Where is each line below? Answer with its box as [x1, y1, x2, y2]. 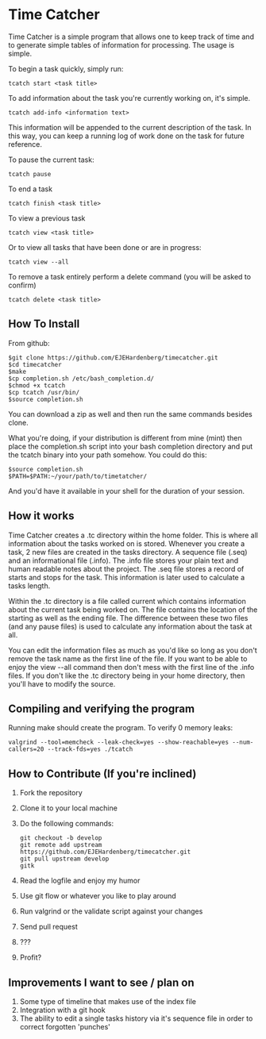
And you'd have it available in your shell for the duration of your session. [8, 486, 245, 495]
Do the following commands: [19, 819, 114, 829]
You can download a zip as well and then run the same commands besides [8, 409, 253, 418]
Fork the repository [19, 788, 83, 798]
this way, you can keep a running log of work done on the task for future [8, 131, 245, 140]
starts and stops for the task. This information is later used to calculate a [8, 572, 245, 582]
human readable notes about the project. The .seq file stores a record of [8, 564, 245, 573]
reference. [8, 139, 42, 148]
